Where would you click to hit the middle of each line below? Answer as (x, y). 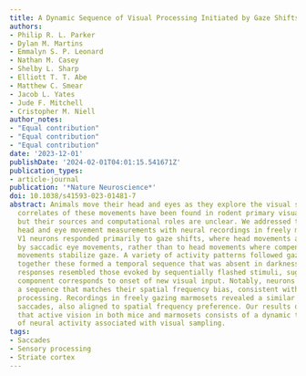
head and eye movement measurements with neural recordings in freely (154, 230)
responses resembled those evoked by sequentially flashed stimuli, (150, 273)
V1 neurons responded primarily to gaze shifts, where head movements (154, 238)
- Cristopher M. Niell (52, 111)
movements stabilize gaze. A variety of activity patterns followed (150, 256)
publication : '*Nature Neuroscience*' (83, 188)
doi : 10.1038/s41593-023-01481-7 (73, 196)
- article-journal (44, 179)
